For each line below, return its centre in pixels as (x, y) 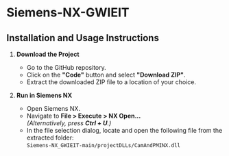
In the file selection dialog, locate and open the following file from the (124, 130)
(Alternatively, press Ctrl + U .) (69, 123)
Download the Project (48, 54)
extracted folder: (50, 138)
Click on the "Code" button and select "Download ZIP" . (106, 75)
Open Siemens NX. (53, 108)
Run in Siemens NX (44, 95)
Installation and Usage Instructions (83, 38)
